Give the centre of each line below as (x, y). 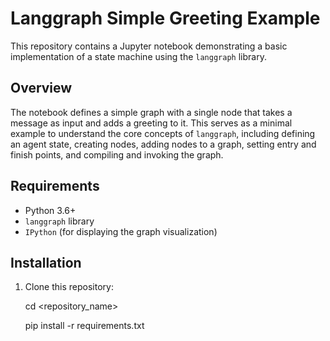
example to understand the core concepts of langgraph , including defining (163, 133)
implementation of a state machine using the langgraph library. (138, 56)
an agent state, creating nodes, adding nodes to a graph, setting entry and (163, 144)
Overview (41, 88)
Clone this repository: (69, 287)
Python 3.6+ (50, 210)
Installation (46, 262)
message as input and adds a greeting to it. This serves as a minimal (151, 123)
